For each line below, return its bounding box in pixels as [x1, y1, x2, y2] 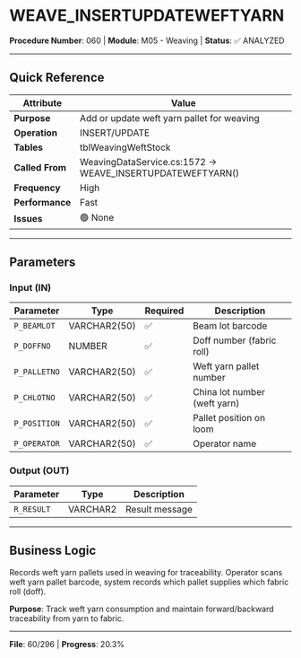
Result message [125, 503, 193, 515]
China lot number [192, 386, 266, 399]
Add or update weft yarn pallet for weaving [79, 111, 260, 124]
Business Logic [9, 543, 97, 558]
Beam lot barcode [192, 320, 268, 332]
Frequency [13, 181, 61, 194]
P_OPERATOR [13, 439, 60, 449]
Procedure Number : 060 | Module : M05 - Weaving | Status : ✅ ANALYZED [9, 35, 285, 46]
